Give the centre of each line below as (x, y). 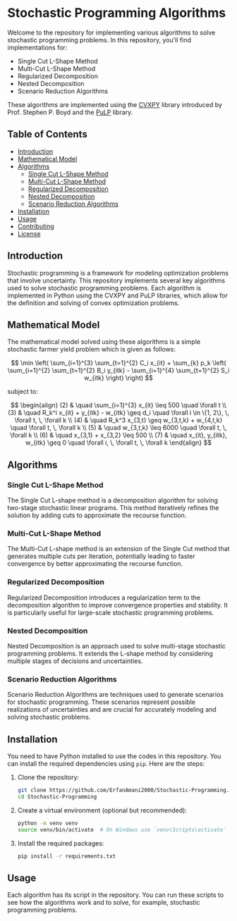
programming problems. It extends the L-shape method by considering (110, 653)
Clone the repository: (48, 777)
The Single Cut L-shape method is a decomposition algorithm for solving (113, 500)
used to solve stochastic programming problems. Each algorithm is (104, 288)
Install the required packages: (61, 843)
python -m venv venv (48, 823)
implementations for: (37, 47)
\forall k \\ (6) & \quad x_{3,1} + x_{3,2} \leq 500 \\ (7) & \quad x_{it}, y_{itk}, (119, 435)
